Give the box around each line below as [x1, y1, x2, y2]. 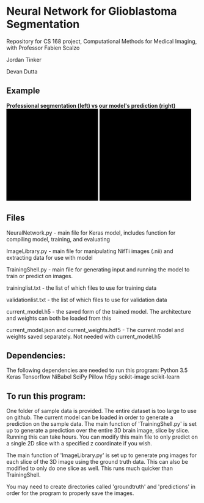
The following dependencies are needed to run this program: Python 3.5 [6, 366, 188, 374]
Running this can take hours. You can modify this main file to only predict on [6, 433, 199, 441]
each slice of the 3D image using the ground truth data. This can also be [6, 458, 188, 466]
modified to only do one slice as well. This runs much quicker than [6, 464, 173, 472]
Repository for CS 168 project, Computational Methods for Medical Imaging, [6, 37, 197, 45]
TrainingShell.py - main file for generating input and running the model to [6, 265, 190, 273]
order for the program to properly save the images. [6, 490, 134, 497]
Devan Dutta [6, 67, 38, 75]
